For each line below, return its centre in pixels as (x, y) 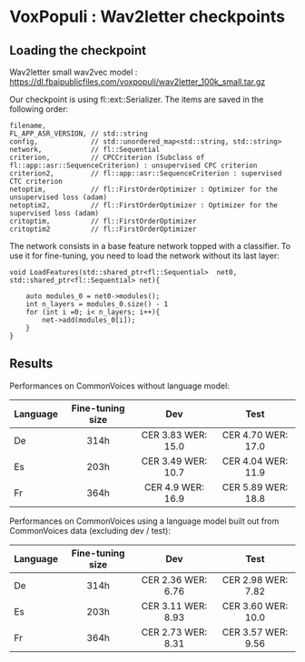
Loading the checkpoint (78, 50)
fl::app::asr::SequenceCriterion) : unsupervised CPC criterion (133, 165)
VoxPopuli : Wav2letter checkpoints (148, 17)
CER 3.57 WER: (255, 632)
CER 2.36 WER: (174, 579)
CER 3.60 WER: (255, 606)
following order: (39, 109)
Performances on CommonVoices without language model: (119, 386)
